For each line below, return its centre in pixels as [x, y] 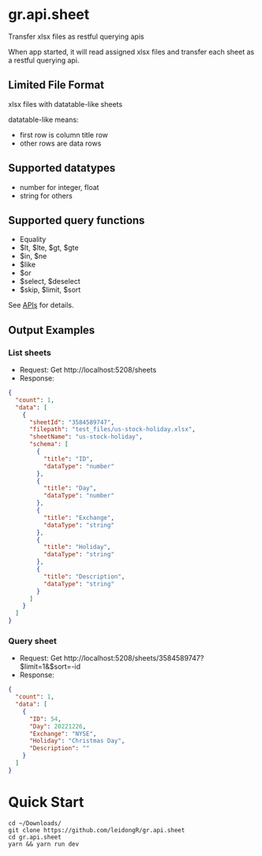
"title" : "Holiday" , [77, 547]
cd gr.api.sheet [35, 837]
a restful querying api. [44, 60]
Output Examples [52, 330]
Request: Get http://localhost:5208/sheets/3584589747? [112, 658]
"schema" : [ [49, 445]
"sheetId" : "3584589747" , [71, 422]
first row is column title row [64, 134]
